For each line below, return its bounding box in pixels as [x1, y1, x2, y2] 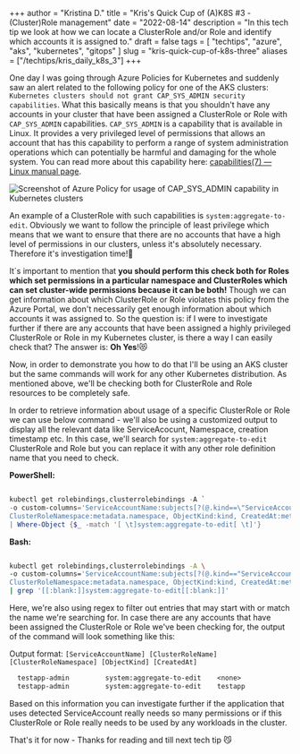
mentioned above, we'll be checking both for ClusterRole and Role [9, 378, 253, 389]
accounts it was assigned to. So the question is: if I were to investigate [9, 313, 268, 323]
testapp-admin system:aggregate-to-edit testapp [17, 681, 246, 690]
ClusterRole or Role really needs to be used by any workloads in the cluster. [9, 716, 287, 728]
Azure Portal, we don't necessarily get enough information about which [9, 304, 272, 314]
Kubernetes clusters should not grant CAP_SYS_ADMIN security [9, 91, 246, 100]
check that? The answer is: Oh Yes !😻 [9, 342, 148, 352]
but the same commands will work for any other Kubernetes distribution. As [9, 369, 287, 379]
